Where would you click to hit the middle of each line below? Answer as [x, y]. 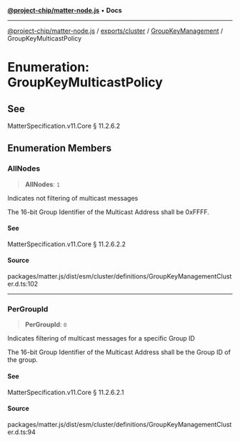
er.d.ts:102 [23, 284]
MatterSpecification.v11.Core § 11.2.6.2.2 [67, 244]
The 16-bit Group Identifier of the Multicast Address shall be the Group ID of [119, 352]
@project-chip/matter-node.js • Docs [65, 10]
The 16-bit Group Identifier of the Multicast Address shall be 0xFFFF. [108, 212]
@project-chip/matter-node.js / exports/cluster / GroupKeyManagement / [115, 31]
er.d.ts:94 [21, 432]
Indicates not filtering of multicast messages [73, 198]
